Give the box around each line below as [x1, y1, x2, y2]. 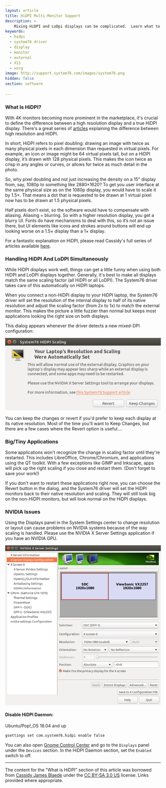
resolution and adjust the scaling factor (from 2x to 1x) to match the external [5, 303, 160, 309]
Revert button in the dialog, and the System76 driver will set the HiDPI [5, 485, 147, 491]
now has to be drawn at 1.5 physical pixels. [5, 198, 92, 204]
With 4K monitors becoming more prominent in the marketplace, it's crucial [5, 115, 158, 121]
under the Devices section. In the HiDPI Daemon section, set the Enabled [5, 747, 152, 753]
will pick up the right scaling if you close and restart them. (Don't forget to [5, 465, 156, 471]
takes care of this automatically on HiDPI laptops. [5, 283, 105, 288]
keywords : [5, 29, 26, 34]
